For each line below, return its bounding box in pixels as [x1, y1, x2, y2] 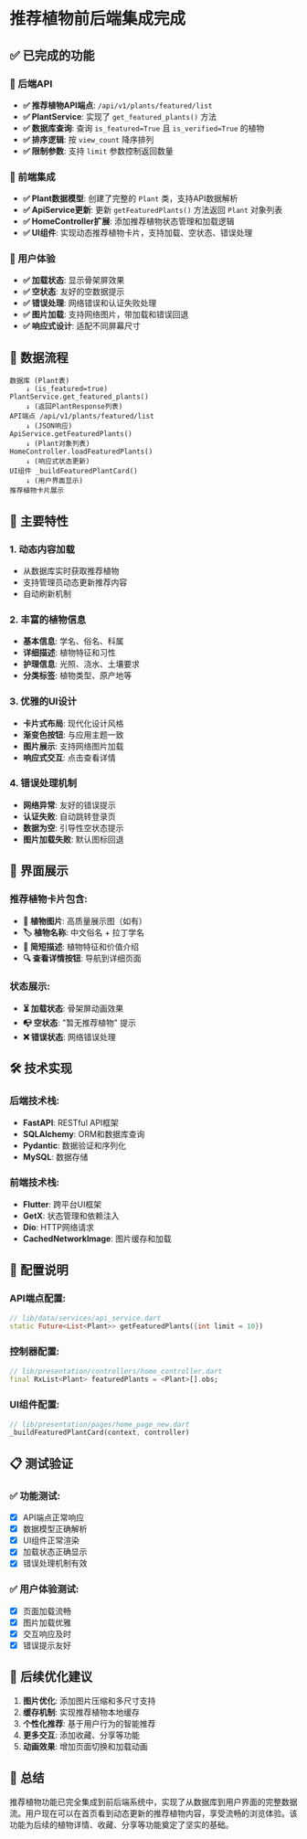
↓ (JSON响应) [26, 421, 73, 431]
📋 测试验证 [9, 1455, 74, 1472]
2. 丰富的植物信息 [9, 613, 87, 626]
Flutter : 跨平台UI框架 [22, 1198, 102, 1209]
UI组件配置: [9, 1398, 60, 1411]
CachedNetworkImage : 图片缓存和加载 [22, 1233, 172, 1244]
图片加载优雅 [22, 1617, 71, 1628]
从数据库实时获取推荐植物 [22, 565, 120, 576]
